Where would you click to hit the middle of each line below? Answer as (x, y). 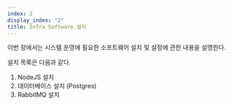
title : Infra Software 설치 (47, 27)
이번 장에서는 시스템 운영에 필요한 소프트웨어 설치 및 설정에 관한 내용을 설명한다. (117, 48)
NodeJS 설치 (36, 77)
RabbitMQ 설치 (38, 94)
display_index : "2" (36, 20)
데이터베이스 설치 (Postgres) (57, 86)
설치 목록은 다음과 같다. (39, 62)
